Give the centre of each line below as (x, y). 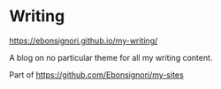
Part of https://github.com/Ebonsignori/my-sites (96, 74)
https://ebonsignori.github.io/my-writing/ (84, 41)
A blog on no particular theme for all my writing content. (111, 57)
